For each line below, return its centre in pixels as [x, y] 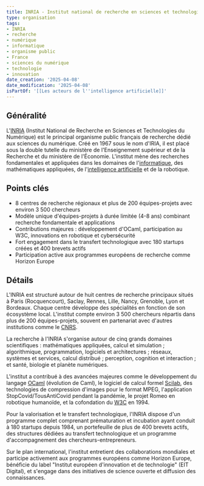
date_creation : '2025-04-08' [43, 80]
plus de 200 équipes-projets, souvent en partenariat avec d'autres [90, 321]
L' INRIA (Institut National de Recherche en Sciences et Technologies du [96, 130]
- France [17, 57]
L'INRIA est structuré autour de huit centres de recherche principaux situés [100, 295]
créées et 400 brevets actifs [50, 248]
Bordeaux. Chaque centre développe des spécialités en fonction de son [96, 308]
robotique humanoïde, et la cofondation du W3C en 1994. [78, 403]
